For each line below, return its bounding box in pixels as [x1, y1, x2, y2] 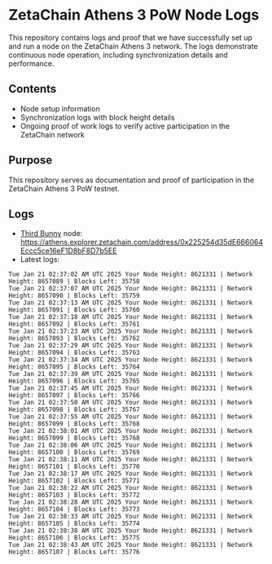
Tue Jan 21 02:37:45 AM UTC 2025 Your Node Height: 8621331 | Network [8, 384, 253, 392]
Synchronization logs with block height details [20, 112, 175, 122]
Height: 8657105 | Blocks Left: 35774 [8, 519, 140, 528]
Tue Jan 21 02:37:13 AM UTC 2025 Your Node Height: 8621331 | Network [8, 299, 253, 307]
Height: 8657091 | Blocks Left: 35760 [8, 306, 140, 314]
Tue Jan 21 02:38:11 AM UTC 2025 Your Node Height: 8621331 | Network [8, 456, 253, 464]
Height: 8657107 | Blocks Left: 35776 [8, 548, 140, 557]
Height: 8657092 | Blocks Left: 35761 [8, 320, 140, 329]
